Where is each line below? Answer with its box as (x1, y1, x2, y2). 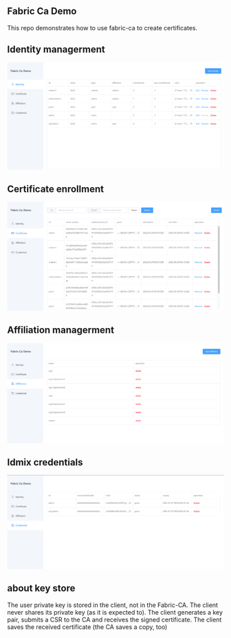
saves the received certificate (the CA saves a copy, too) (7, 622, 168, 631)
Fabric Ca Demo (7, 5, 77, 17)
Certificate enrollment (7, 184, 104, 195)
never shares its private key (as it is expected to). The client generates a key (7, 608, 223, 616)
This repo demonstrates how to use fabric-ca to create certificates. (7, 23, 198, 32)
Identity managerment (7, 44, 105, 56)
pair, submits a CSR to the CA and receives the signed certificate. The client (7, 615, 222, 624)
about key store (7, 582, 76, 594)
